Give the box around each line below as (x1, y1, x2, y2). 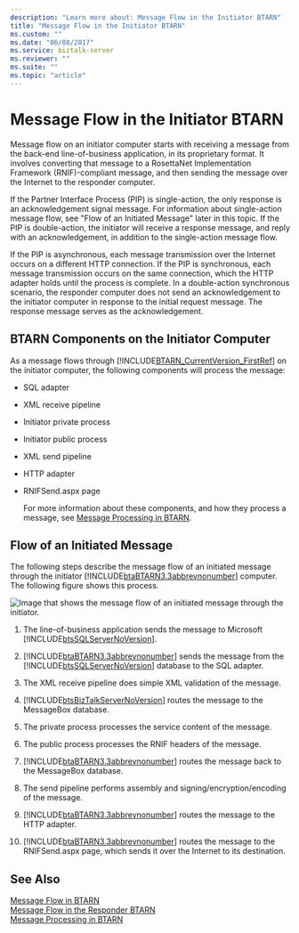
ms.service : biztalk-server (10, 46, 115, 55)
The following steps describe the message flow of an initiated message (10, 562, 271, 572)
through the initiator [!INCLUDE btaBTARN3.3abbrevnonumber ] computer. (10, 571, 278, 581)
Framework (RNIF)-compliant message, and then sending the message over (10, 166, 288, 178)
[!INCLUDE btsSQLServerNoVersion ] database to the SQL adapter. (22, 661, 264, 671)
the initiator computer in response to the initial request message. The (10, 296, 263, 307)
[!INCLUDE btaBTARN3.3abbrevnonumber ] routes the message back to (22, 756, 282, 767)
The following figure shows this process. (10, 580, 159, 591)
